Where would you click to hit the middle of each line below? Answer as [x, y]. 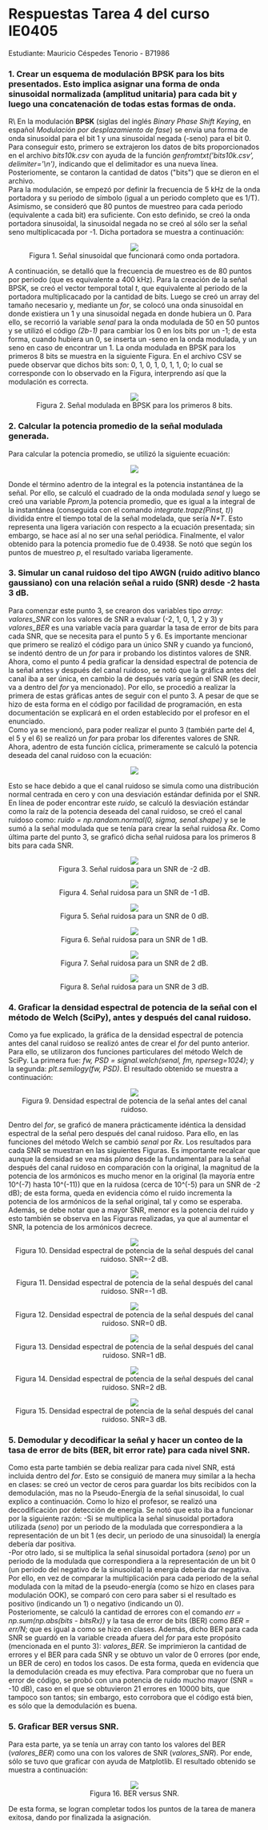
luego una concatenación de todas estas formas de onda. [122, 103]
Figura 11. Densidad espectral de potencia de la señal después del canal [134, 1283]
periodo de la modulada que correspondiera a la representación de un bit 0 [132, 1561]
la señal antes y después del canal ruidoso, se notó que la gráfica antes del [132, 670]
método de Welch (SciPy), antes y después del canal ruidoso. [130, 1017]
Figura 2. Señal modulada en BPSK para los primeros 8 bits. [134, 405]
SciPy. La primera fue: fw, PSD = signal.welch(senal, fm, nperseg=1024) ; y [131, 1060]
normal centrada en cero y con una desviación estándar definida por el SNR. [134, 794]
